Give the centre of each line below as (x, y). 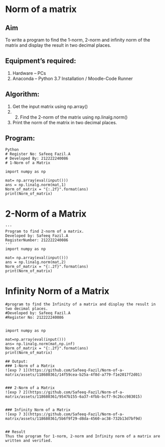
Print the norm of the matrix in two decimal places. (65, 122)
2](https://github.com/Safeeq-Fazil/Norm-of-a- (74, 392)
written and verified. (29, 441)
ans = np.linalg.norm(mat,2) (36, 262)
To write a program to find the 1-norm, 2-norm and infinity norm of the (78, 40)
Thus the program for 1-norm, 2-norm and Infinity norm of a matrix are (83, 436)
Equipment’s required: (41, 61)
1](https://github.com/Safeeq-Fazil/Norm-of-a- (74, 371)
